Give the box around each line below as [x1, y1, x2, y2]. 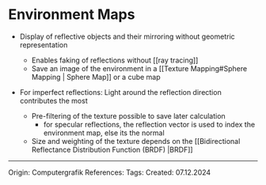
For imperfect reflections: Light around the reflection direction [19, 87, 222, 96]
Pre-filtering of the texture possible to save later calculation [31, 111, 226, 120]
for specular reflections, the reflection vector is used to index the [43, 119, 256, 129]
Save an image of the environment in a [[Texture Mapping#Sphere [31, 63, 248, 73]
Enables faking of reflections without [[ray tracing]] [31, 55, 199, 65]
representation [19, 40, 68, 49]
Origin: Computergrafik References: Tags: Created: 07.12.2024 [8, 168, 211, 177]
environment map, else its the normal [43, 128, 165, 138]
